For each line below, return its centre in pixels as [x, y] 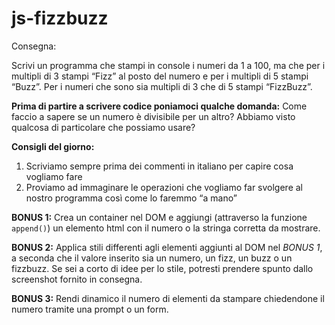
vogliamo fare [54, 176]
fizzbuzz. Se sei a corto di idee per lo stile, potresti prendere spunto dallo [162, 268]
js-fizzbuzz [60, 18]
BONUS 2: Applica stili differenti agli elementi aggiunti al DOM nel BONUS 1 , [167, 247]
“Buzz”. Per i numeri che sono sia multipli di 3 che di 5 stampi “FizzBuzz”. [162, 86]
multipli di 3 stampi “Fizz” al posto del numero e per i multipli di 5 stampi [160, 76]
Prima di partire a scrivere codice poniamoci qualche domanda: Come [159, 106]
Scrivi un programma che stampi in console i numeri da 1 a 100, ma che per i [168, 65]
